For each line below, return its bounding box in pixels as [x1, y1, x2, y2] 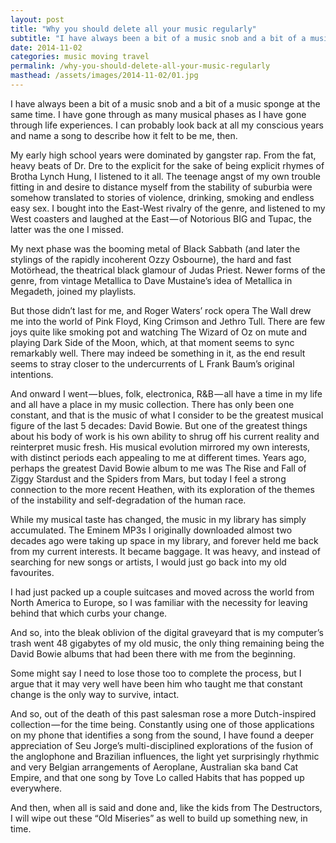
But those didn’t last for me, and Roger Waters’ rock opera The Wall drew [10, 304, 312, 316]
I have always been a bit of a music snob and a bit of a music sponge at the [10, 97, 321, 110]
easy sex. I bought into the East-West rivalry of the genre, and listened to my [10, 202, 326, 214]
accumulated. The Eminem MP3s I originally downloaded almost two [10, 524, 293, 536]
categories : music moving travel [10, 52, 150, 62]
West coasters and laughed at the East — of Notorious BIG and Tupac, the [10, 212, 312, 225]
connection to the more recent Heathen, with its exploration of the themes [10, 483, 315, 495]
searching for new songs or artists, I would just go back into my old [10, 556, 287, 568]
